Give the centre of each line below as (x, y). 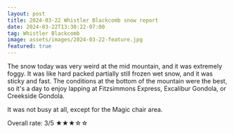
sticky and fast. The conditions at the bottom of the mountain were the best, (117, 81)
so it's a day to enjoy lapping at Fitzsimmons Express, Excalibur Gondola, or (117, 89)
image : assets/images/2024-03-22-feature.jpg (75, 40)
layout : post (26, 14)
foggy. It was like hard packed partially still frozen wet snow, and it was (110, 73)
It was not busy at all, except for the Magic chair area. (85, 110)
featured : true (30, 46)
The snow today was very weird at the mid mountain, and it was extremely (115, 66)
